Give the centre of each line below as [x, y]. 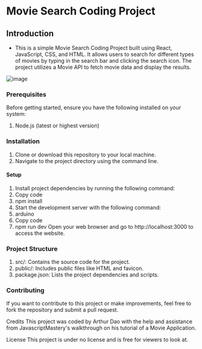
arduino [24, 214]
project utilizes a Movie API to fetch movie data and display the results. [103, 67]
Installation [23, 141]
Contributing [25, 290]
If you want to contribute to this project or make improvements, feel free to [99, 304]
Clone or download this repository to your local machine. [85, 155]
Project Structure [32, 249]
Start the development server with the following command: [88, 207]
